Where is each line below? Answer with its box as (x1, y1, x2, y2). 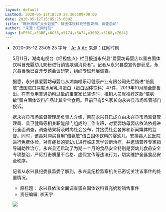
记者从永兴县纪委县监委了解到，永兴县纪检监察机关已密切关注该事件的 (12, 168, 157, 174)
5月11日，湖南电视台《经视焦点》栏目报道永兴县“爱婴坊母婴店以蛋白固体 (12, 55, 161, 61)
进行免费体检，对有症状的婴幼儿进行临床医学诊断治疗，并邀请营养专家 (12, 139, 157, 145)
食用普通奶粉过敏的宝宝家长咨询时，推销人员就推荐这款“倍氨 (29, 91, 155, 97)
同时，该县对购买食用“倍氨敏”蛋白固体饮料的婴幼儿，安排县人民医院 (21, 133, 161, 139)
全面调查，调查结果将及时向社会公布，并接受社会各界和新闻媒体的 (16, 127, 153, 132)
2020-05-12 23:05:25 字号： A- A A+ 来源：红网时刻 (12, 45, 120, 50)
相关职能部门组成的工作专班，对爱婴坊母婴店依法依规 (47, 120, 157, 126)
